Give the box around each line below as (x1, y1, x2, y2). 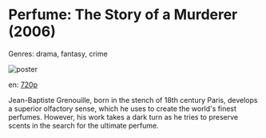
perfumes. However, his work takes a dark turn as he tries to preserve (8, 112, 238, 121)
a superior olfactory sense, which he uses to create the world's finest (8, 104, 237, 113)
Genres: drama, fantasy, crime (8, 49, 108, 58)
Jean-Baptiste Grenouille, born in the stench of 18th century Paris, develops (8, 95, 258, 104)
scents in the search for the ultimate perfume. (8, 120, 159, 130)
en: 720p (8, 80, 38, 89)
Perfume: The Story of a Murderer (8, 6, 238, 24)
